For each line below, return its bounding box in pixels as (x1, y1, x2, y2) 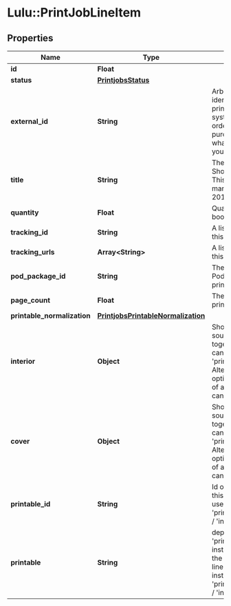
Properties (7, 32, 54, 44)
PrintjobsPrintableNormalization (97, 311, 206, 321)
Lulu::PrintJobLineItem (7, 5, 142, 21)
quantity (10, 208, 39, 217)
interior (10, 356, 36, 366)
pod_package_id (10, 272, 66, 281)
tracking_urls (10, 248, 55, 257)
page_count (10, 296, 50, 305)
